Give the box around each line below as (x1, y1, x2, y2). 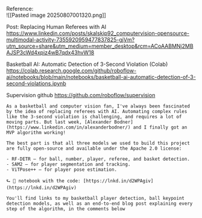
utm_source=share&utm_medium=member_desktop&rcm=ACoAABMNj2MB (6, 42, 194, 50)
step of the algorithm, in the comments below (6, 206, 125, 212)
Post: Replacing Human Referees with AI (6, 24, 107, 30)
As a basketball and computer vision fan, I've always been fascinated (6, 103, 190, 109)
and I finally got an (133, 124, 188, 130)
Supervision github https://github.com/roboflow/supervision (6, 92, 156, 98)
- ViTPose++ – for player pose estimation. (6, 167, 118, 173)
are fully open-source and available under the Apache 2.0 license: (6, 146, 182, 152)
